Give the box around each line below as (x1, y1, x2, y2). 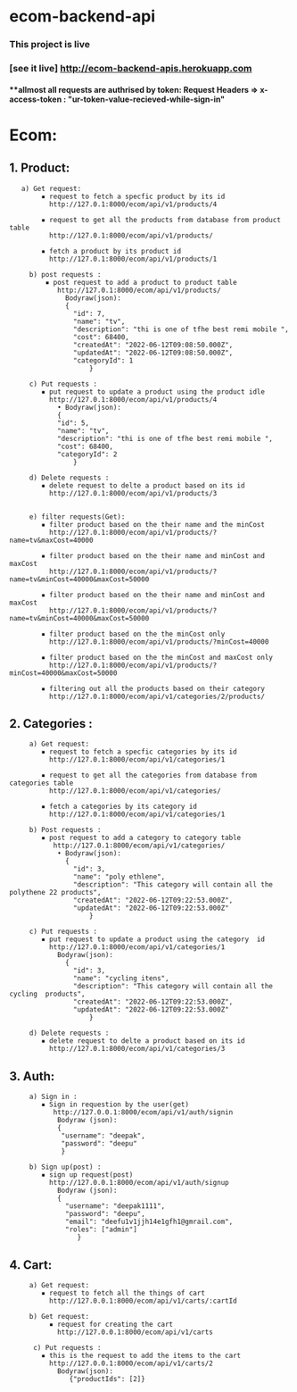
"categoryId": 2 (56, 449, 118, 459)
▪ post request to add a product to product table (45, 278, 238, 287)
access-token (9, 94, 62, 104)
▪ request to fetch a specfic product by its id (41, 192, 226, 201)
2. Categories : (9, 716, 94, 731)
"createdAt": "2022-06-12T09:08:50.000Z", (72, 340, 234, 349)
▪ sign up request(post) (41, 1171, 134, 1179)
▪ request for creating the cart (48, 1320, 174, 1329)
